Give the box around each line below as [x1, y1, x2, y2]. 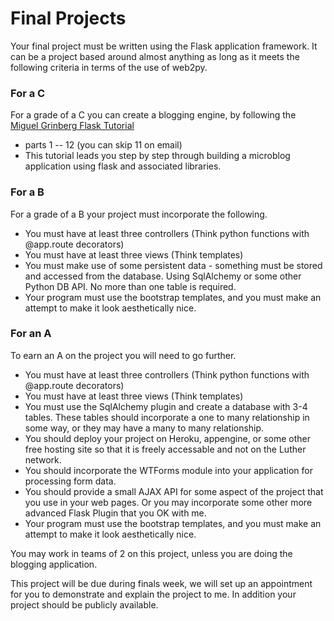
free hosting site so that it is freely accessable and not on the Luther [24, 443, 307, 455]
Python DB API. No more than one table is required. [24, 280, 237, 292]
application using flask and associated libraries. [24, 160, 222, 172]
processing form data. [24, 475, 117, 487]
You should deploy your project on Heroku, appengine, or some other [24, 432, 312, 444]
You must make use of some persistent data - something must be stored [24, 259, 323, 271]
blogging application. [10, 558, 98, 570]
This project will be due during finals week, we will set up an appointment [10, 577, 313, 589]
